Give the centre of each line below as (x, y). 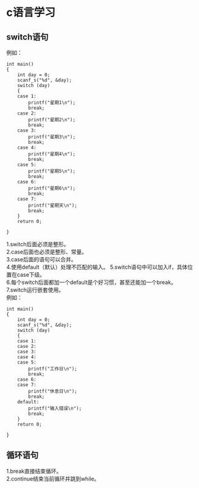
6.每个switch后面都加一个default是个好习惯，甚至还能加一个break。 (91, 282)
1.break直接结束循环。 (34, 471)
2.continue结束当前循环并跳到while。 (53, 478)
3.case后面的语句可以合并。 (41, 259)
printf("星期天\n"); (53, 205)
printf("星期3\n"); (52, 137)
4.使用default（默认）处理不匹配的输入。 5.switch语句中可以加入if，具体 (97, 267)
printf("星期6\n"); (52, 188)
